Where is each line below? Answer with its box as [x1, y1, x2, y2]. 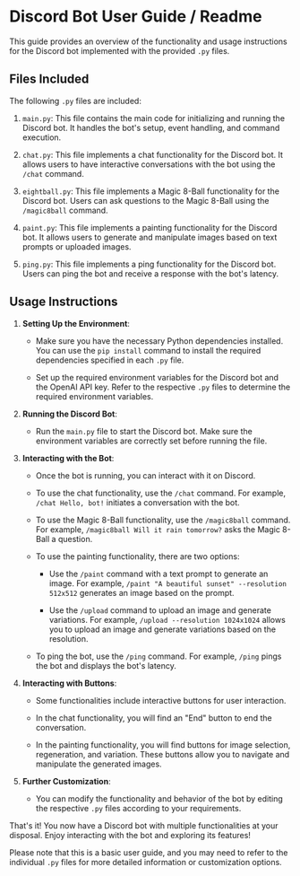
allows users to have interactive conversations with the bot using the [21, 159, 276, 170]
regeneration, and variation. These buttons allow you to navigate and [35, 749, 290, 759]
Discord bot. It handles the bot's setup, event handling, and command [21, 122, 280, 133]
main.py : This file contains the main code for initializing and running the [21, 112, 285, 123]
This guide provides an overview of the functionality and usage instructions [9, 36, 288, 47]
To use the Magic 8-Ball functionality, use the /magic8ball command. [35, 514, 291, 525]
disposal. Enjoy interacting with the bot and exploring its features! [9, 829, 251, 840]
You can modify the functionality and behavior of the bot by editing [35, 793, 284, 804]
